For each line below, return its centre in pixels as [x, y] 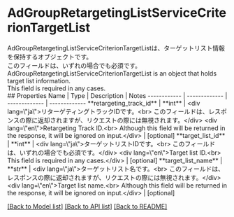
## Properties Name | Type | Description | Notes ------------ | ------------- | [117, 95]
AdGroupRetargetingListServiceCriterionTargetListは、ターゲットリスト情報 [116, 48]
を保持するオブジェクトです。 [50, 57]
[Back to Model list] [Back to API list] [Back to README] [87, 206]
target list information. [39, 80]
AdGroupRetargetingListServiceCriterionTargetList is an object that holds [112, 73]
